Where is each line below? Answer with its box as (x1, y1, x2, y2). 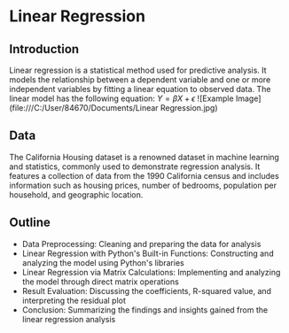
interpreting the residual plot (21, 295, 127, 306)
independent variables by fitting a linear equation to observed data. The (9, 84, 271, 94)
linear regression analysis (21, 314, 116, 324)
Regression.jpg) (160, 103, 219, 112)
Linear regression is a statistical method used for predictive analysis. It (9, 65, 268, 75)
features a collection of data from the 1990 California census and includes (9, 170, 279, 181)
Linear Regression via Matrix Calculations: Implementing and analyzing (21, 267, 281, 277)
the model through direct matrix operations (21, 276, 179, 287)
